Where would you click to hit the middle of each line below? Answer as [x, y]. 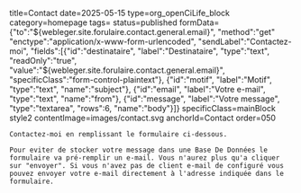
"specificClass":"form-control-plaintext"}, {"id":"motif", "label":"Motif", [141, 79]
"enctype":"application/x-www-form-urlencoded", [103, 41]
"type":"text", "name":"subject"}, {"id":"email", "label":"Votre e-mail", [137, 89]
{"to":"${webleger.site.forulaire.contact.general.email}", [113, 32]
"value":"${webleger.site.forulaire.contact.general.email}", [117, 70]
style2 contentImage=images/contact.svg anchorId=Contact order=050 [143, 118]
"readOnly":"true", [43, 61]
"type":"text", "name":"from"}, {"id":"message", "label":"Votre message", [145, 99]
